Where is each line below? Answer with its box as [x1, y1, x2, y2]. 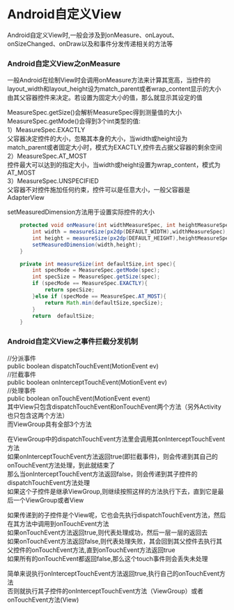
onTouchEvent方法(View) [7, 595, 79, 604]
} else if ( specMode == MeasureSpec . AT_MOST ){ [32, 293, 167, 300]
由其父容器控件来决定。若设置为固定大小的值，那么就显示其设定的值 [7, 94, 203, 102]
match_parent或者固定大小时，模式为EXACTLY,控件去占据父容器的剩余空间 [7, 143, 223, 152]
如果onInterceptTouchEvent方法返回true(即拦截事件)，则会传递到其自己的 [7, 452, 218, 460]
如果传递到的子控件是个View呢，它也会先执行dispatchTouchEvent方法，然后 [7, 511, 226, 519]
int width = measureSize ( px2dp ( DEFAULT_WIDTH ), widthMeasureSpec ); [32, 228, 229, 235]
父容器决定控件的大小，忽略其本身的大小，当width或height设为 [7, 134, 188, 143]
